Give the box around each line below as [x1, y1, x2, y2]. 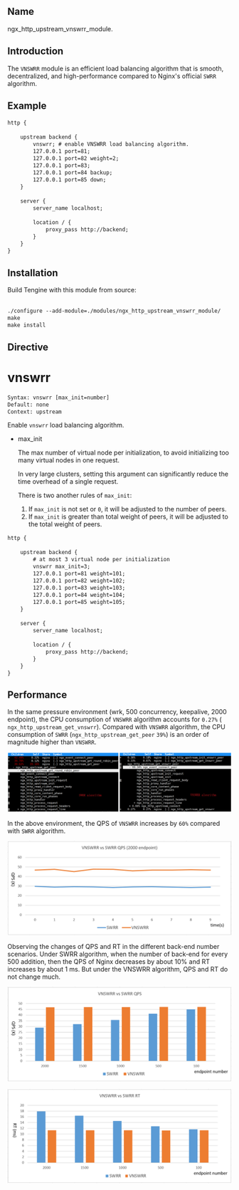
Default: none [7, 401, 50, 408]
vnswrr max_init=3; [33, 563, 91, 570]
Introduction [7, 46, 64, 58]
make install [7, 322, 46, 329]
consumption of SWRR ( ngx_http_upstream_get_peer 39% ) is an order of [7, 731, 210, 739]
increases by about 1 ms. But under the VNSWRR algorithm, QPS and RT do [7, 965, 228, 974]
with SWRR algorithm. [7, 827, 66, 835]
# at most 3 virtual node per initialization [33, 556, 171, 563]
